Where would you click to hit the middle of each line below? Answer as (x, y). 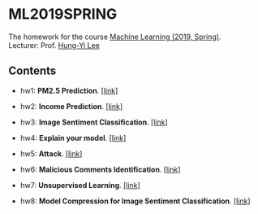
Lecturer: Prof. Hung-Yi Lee (54, 45)
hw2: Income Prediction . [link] (71, 106)
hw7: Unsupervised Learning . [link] (80, 185)
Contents (32, 71)
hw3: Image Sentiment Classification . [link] (94, 122)
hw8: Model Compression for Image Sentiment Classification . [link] (135, 201)
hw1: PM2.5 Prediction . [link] (69, 90)
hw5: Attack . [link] (51, 153)
